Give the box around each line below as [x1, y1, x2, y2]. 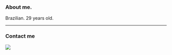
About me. [5, 4, 32, 11]
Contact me [5, 33, 35, 40]
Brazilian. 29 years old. [5, 15, 54, 21]
